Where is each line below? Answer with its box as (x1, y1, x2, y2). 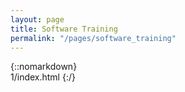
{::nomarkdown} (10, 61, 78, 73)
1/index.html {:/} (10, 71, 76, 83)
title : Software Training (10, 24, 118, 34)
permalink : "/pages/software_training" (10, 33, 177, 43)
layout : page (10, 14, 65, 25)
